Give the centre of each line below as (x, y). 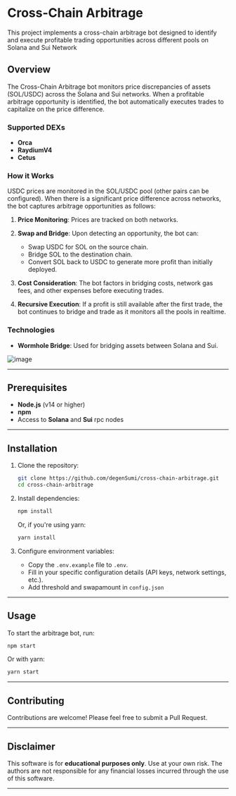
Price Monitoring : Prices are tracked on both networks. (98, 220)
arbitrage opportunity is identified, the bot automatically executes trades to (116, 101)
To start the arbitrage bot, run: (51, 633)
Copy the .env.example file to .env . (78, 564)
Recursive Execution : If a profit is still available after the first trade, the (120, 304)
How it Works (31, 175)
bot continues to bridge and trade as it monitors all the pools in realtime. (122, 312)
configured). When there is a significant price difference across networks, (114, 199)
